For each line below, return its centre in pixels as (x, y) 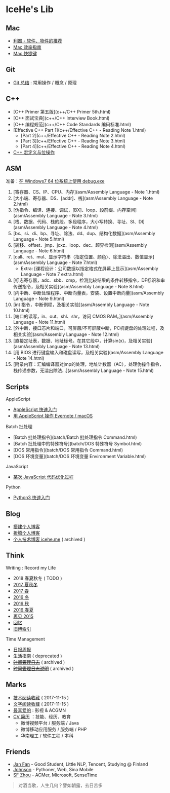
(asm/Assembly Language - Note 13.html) (56, 347)
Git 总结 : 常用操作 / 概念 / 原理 (45, 83)
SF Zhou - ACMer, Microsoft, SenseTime (55, 775)
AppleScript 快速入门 (35, 409)
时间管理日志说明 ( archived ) (43, 668)
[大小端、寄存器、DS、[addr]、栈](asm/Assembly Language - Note (83, 198)
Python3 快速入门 (31, 498)
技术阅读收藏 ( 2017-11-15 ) (41, 697)
